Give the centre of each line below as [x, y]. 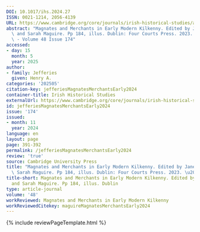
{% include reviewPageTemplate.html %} [56, 223]
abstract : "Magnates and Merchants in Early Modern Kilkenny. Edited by [98, 28]
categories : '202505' [33, 84]
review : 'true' [25, 156]
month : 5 [22, 56]
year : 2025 [25, 61]
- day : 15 [18, 51]
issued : [16, 117]
